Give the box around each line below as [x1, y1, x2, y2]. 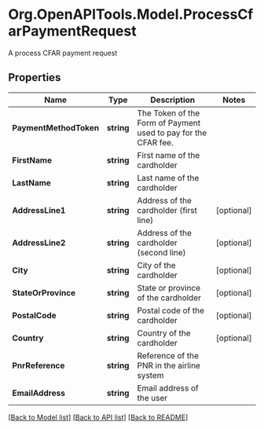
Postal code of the [137, 305, 205, 316]
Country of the [137, 328, 191, 339]
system [137, 369, 164, 380]
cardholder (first [137, 204, 198, 215]
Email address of [137, 383, 199, 394]
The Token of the [137, 108, 200, 119]
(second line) [137, 247, 186, 258]
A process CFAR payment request [8, 48, 118, 57]
